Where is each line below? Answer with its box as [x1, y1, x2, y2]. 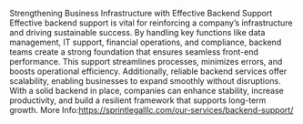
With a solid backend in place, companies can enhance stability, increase [9, 86, 284, 96]
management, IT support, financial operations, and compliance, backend [9, 36, 282, 47]
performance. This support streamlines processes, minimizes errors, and [9, 57, 283, 67]
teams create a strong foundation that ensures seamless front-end [9, 46, 259, 57]
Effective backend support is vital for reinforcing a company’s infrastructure [9, 17, 293, 28]
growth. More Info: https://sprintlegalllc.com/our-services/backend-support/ [9, 105, 294, 115]
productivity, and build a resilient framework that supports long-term [9, 95, 267, 106]
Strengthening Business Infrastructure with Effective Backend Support [9, 8, 273, 18]
